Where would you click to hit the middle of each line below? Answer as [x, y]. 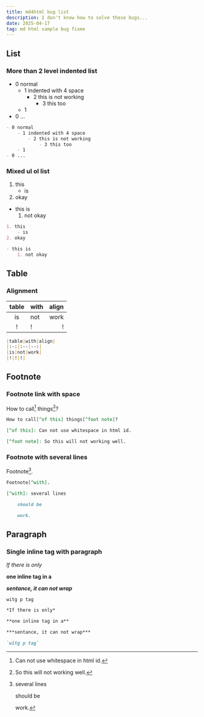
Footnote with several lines [47, 457]
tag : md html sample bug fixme [46, 29]
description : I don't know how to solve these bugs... [77, 18]
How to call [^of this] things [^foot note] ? [62, 420]
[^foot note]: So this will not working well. [66, 442]
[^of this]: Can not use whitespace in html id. [69, 431]
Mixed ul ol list [28, 171]
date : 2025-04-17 [28, 23]
